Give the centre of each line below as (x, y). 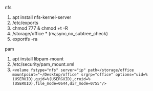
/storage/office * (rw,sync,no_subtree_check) (60, 33)
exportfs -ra (25, 39)
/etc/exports (25, 23)
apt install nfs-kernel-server (42, 17)
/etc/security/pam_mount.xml (43, 64)
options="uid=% (132, 75)
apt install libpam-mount (38, 59)
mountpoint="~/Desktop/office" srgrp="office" (63, 75)
